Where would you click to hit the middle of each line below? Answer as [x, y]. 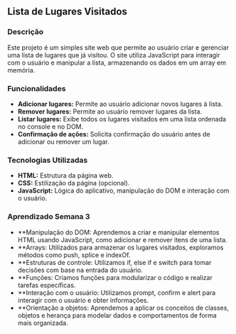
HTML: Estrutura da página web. [65, 176]
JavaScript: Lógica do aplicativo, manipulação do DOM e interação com [123, 190]
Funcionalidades [37, 88]
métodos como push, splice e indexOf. [74, 254]
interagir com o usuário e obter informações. [83, 300]
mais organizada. [43, 323]
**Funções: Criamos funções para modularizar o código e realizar [115, 277]
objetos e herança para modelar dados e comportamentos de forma [117, 315]
